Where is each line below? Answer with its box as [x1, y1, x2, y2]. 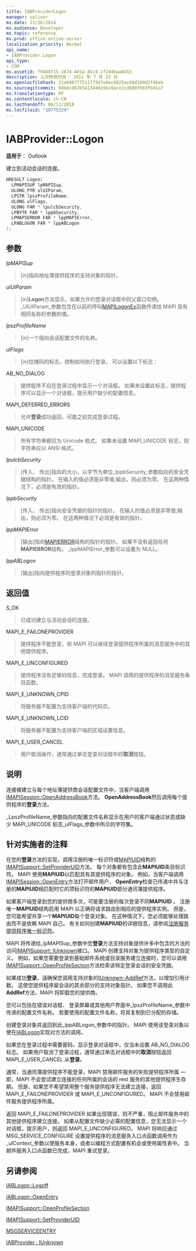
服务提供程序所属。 [11, 1098, 57, 1105]
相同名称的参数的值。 [20, 310, 72, 317]
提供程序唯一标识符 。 [6, 927, 57, 935]
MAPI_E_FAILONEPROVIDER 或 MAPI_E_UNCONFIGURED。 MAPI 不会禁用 [6, 1091, 185, 1098]
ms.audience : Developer [6, 25, 64, 31]
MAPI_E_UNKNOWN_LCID [6, 714, 69, 721]
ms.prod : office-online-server [6, 36, 82, 42]
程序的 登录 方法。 [11, 801, 53, 808]
